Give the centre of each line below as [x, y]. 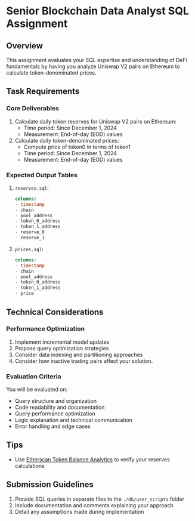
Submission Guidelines [50, 485]
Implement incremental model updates [62, 342]
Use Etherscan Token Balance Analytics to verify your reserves [92, 459]
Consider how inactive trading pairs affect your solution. [84, 361]
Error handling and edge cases [52, 426]
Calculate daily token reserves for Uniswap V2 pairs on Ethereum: [96, 121]
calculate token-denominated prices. [51, 73]
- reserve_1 [30, 238]
